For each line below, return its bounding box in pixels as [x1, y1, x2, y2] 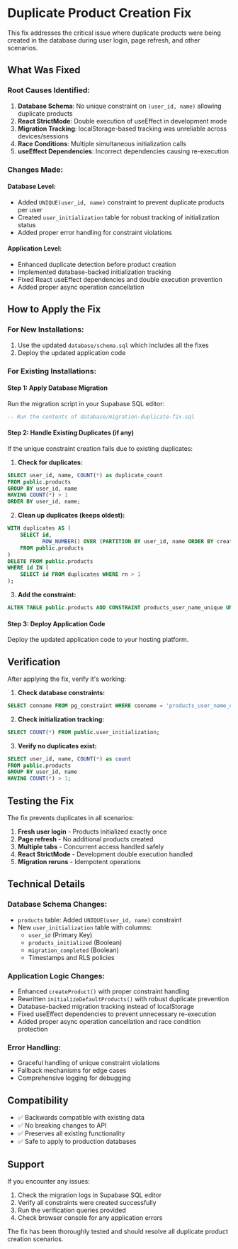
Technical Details [7, 878, 86, 890]
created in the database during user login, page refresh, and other [7, 36, 200, 44]
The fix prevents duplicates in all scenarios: [7, 814, 135, 822]
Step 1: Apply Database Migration [7, 383, 108, 392]
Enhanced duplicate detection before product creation [17, 260, 176, 268]
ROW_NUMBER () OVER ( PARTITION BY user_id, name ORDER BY [42, 538, 214, 545]
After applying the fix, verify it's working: [7, 675, 126, 683]
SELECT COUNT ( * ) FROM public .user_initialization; [7, 729, 160, 736]
